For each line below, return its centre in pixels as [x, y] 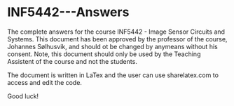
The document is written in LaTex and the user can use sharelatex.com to [113, 75]
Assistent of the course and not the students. [73, 61]
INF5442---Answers [68, 12]
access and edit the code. [45, 82]
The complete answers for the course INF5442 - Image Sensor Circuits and [116, 32]
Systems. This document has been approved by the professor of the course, [117, 39]
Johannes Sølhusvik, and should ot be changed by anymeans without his [113, 46]
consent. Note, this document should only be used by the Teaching [104, 54]
